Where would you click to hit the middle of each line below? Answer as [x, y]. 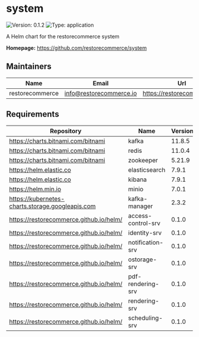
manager [141, 206]
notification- [146, 242]
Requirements [33, 114]
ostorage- [142, 259]
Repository [66, 131]
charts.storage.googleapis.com [52, 206]
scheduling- [145, 317]
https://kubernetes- [37, 198]
